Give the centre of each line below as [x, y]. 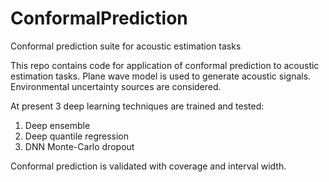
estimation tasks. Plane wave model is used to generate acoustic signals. [161, 76]
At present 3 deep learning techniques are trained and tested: [137, 106]
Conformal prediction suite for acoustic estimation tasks [126, 46]
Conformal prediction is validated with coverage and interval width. [148, 166]
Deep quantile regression [77, 136]
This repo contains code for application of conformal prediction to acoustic [165, 65]
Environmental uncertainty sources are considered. [116, 86]
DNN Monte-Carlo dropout [79, 146]
